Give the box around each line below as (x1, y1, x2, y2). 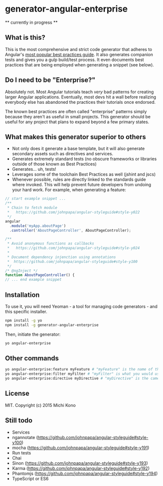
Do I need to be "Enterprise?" (5, 76, 96, 84)
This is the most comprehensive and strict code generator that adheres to (5, 46, 152, 52)
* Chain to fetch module (7, 205, 57, 211)
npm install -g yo (5, 318, 42, 323)
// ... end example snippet (5, 277, 62, 282)
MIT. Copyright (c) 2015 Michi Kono (5, 402, 76, 408)
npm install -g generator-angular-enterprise (5, 323, 98, 327)
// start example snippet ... (5, 196, 66, 201)
